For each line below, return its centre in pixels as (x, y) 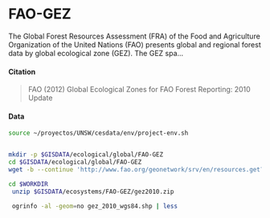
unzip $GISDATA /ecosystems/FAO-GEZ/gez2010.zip (93, 192)
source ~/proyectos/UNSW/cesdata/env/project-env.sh (98, 133)
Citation (22, 71)
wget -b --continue (41, 169)
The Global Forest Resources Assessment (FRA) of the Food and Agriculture (135, 36)
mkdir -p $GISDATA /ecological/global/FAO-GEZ (86, 155)
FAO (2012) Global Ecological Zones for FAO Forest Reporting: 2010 (139, 90)
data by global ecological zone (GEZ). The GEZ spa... (96, 53)
